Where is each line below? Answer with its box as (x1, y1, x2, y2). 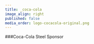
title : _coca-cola (5, 7, 42, 12)
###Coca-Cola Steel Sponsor (5, 34, 64, 40)
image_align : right (5, 12, 44, 16)
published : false (5, 16, 40, 21)
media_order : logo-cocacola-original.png (5, 20, 90, 26)
